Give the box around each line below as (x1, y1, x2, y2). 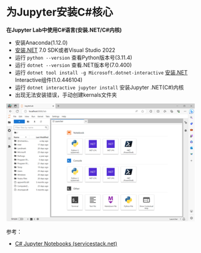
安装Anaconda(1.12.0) (14, 39, 68, 46)
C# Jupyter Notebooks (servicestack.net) (14, 240, 118, 247)
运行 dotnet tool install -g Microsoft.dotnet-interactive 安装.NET (14, 69, 188, 76)
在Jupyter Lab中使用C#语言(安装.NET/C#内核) (6, 26, 122, 33)
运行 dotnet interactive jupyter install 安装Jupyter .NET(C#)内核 (14, 84, 184, 91)
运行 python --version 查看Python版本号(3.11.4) (14, 54, 133, 61)
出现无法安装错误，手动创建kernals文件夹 (14, 91, 117, 98)
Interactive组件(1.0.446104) (14, 76, 83, 84)
